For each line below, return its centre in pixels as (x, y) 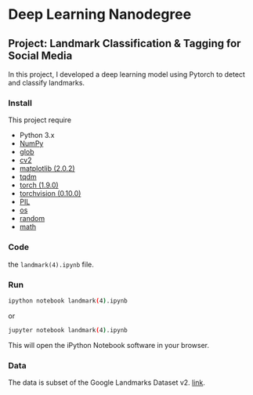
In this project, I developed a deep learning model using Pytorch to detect (127, 74)
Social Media (40, 55)
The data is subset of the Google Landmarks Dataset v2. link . (107, 382)
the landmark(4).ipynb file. (51, 264)
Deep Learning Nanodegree (100, 14)
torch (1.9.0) (39, 185)
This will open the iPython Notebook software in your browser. (109, 345)
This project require (40, 120)
